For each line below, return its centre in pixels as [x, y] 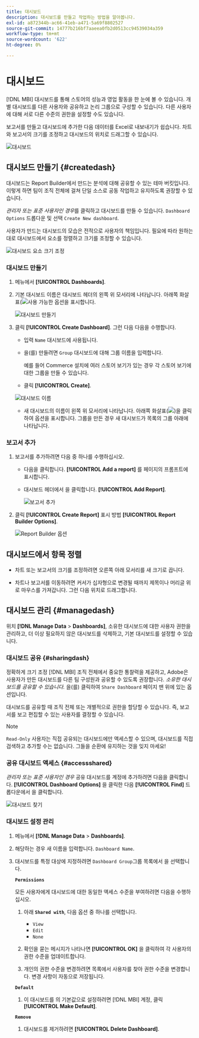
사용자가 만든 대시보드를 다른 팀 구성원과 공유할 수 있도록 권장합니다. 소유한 [93, 680]
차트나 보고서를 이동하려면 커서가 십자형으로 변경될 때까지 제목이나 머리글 [100, 582]
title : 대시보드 [24, 12]
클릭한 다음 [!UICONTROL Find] [146, 785]
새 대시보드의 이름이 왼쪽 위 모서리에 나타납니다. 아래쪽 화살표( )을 [102, 410]
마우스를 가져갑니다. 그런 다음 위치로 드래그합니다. [79, 590]
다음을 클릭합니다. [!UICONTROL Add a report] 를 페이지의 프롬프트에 [106, 469]
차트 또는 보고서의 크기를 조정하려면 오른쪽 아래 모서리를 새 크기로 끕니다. [99, 570]
